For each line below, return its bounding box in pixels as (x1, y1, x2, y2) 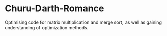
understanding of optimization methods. (5, 24, 89, 30)
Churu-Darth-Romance (5, 3, 104, 14)
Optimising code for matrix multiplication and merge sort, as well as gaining (5, 19, 162, 25)
